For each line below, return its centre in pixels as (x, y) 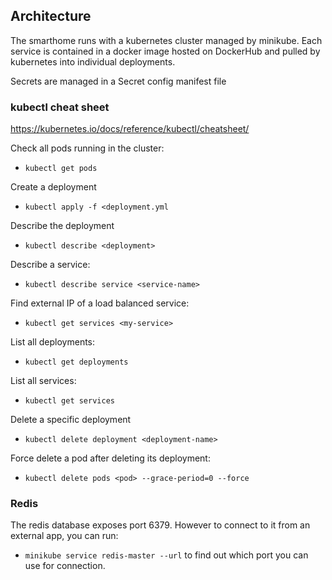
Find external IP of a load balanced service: (100, 303)
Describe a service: (50, 265)
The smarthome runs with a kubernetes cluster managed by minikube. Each (166, 40)
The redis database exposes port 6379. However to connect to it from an (160, 525)
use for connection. (65, 566)
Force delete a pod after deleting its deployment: (110, 458)
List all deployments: (53, 342)
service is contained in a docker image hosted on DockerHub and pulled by (165, 51)
